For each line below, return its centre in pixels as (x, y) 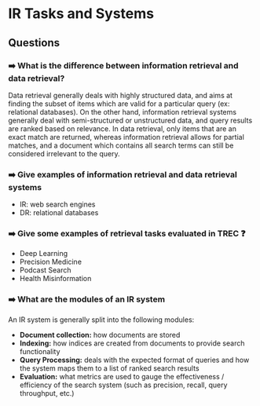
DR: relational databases (59, 213)
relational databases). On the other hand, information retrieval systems (123, 112)
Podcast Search (45, 270)
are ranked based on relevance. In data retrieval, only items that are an (123, 128)
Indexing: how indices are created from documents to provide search (132, 343)
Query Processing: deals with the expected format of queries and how (134, 360)
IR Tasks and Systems (81, 14)
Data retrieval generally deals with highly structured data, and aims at (121, 95)
